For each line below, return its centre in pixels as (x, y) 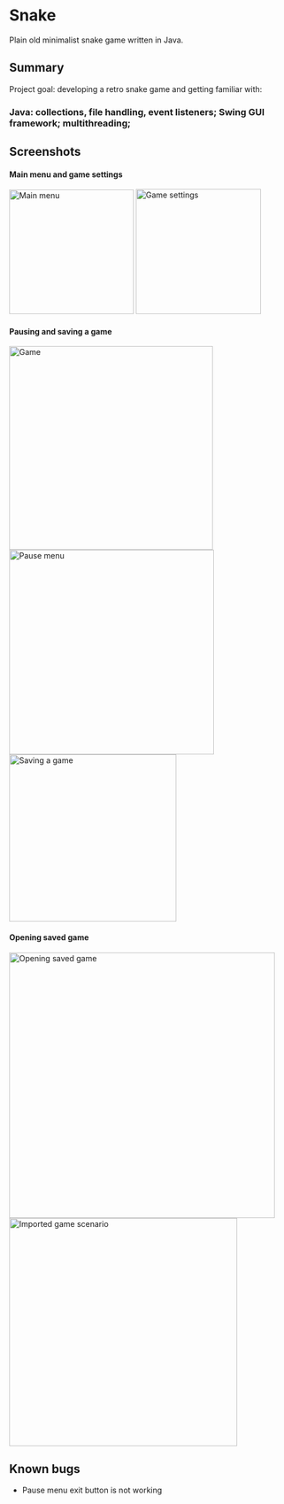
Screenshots (45, 152)
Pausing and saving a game (61, 331)
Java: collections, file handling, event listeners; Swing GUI (137, 112)
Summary (37, 68)
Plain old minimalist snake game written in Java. (96, 40)
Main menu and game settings (66, 174)
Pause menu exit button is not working (92, 1490)
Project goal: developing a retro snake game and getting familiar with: (136, 89)
